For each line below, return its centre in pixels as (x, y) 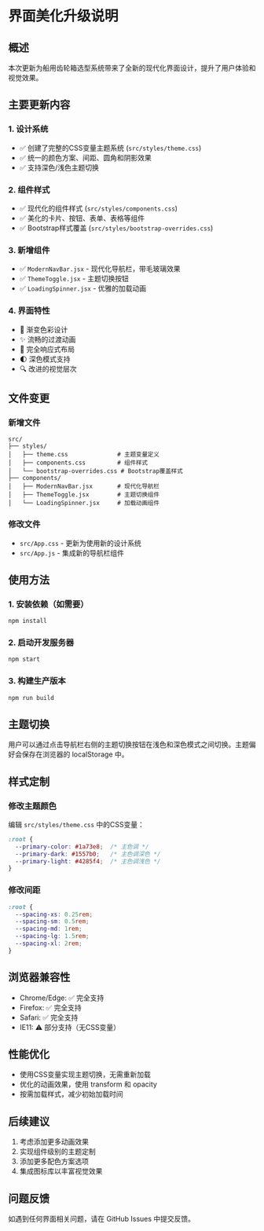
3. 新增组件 (29, 250)
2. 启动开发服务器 (41, 643)
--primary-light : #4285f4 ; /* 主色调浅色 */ (88, 861)
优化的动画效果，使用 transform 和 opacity (88, 1084)
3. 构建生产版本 (37, 681)
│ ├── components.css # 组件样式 (78, 463)
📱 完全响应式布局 (47, 349)
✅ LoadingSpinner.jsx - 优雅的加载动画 (83, 288)
